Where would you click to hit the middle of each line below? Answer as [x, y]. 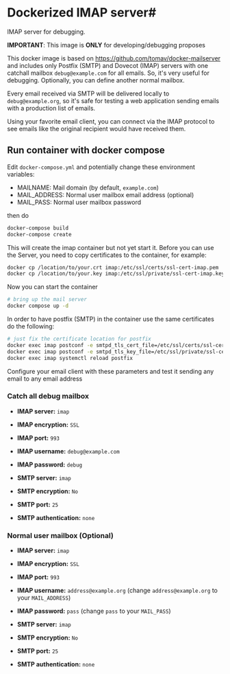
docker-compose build [38, 228]
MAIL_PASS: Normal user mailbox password [79, 202]
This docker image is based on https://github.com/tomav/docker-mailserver [114, 58]
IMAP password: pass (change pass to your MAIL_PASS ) [94, 611]
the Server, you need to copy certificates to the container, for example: [107, 255]
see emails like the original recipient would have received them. [97, 128]
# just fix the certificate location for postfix [79, 339]
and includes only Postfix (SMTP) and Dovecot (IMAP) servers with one [108, 65]
